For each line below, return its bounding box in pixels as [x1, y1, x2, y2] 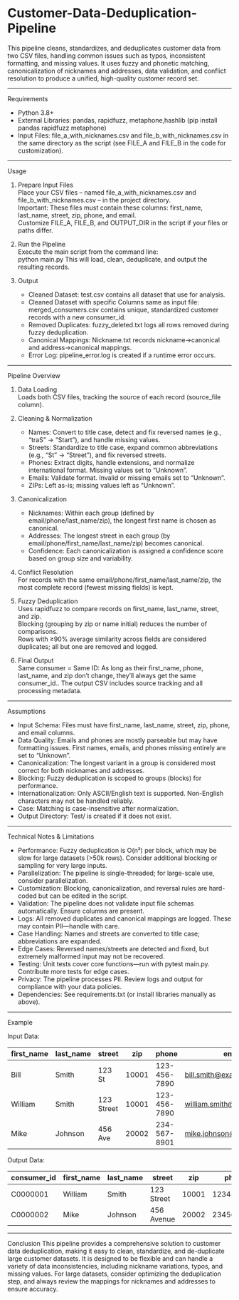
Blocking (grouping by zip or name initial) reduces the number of [17, 619, 208, 628]
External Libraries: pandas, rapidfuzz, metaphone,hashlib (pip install [17, 116, 218, 124]
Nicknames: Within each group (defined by [28, 508, 154, 517]
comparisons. [17, 627, 58, 635]
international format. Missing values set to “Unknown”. [28, 466, 188, 474]
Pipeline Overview [7, 371, 60, 379]
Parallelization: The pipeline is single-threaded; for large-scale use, [17, 869, 215, 877]
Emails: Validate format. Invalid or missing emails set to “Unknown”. [28, 473, 225, 482]
